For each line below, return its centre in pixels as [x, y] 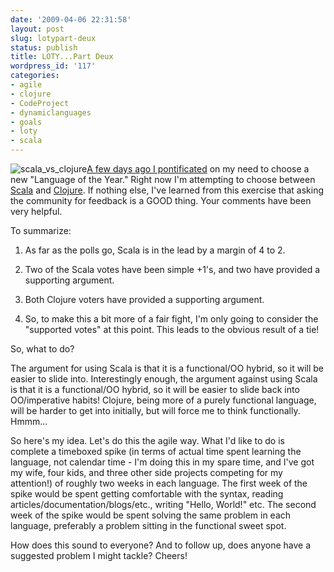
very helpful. [36, 211]
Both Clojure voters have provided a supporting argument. [144, 299]
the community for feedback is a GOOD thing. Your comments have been [161, 200]
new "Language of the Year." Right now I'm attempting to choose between [163, 179]
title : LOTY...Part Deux [62, 57]
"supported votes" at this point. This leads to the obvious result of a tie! [172, 329]
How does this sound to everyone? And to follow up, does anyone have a [160, 545]
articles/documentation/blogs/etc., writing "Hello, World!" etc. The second [163, 504]
